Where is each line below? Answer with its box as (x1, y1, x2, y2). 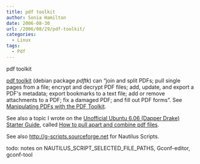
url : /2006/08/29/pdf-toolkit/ (6, 26, 85, 32)
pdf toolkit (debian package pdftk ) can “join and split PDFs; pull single (6, 77, 181, 84)
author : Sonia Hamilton (6, 15, 67, 21)
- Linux (12, 37, 32, 43)
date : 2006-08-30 (6, 20, 50, 26)
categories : (6, 32, 36, 38)
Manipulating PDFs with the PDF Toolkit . (6, 103, 107, 110)
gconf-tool (6, 151, 33, 158)
